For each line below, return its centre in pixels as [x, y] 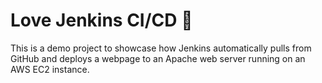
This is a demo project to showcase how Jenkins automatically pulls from [161, 48]
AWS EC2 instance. [50, 69]
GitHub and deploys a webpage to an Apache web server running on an [158, 58]
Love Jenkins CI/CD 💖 [101, 20]
